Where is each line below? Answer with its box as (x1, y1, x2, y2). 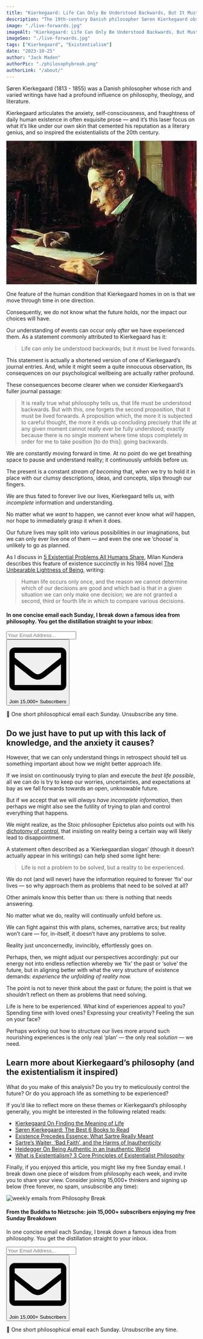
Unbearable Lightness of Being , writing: (6, 566, 105, 574)
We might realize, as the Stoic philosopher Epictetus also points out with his (6, 821, 195, 828)
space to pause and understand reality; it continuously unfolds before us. (6, 456, 189, 463)
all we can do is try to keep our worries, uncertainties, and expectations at (6, 778, 191, 785)
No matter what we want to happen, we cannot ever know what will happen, (6, 511, 196, 518)
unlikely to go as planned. (6, 542, 71, 549)
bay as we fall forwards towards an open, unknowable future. (6, 784, 159, 792)
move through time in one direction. (6, 297, 95, 304)
